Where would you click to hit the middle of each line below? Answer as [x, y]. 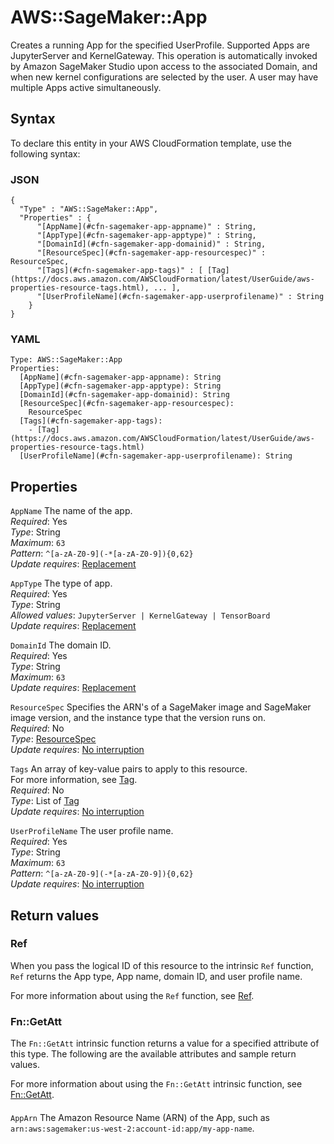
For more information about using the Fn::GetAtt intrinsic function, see [156, 1084]
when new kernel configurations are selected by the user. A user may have [164, 77]
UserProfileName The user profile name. [92, 831]
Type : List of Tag [45, 801]
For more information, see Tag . [74, 780]
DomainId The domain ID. [61, 645]
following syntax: [45, 153]
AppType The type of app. [61, 583]
